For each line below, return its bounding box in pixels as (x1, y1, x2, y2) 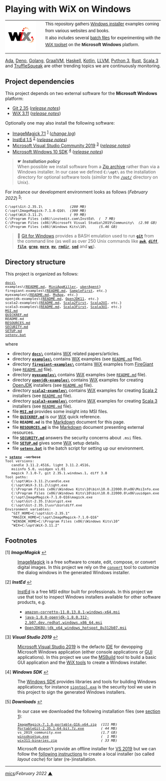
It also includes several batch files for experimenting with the (45, 35, 161, 41)
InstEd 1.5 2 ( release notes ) (12, 136, 68, 142)
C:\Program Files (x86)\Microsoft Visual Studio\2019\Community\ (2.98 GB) (5, 221, 157, 226)
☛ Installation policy (17, 158, 61, 164)
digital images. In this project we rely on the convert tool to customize (17, 564, 159, 570)
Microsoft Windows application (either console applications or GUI (17, 649, 153, 655)
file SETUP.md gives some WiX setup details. (12, 440, 100, 446)
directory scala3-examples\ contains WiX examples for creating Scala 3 (12, 398, 158, 404)
